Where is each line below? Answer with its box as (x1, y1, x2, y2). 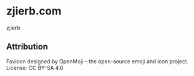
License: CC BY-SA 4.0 (6, 64, 64, 71)
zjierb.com (6, 4, 61, 18)
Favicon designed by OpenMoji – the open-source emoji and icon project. (6, 57, 189, 65)
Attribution (6, 42, 48, 52)
